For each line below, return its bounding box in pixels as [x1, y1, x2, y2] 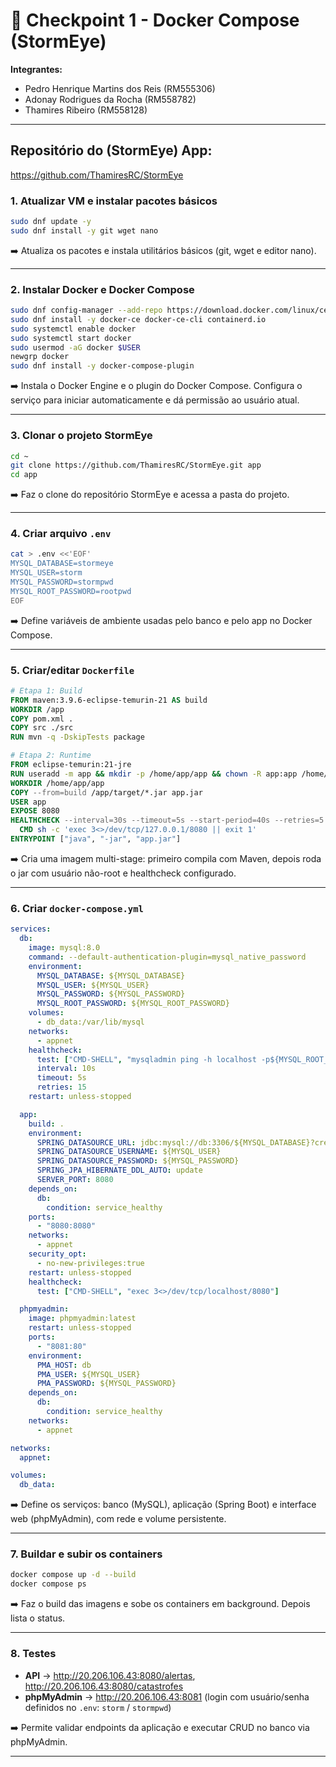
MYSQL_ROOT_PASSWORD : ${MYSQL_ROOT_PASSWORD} [36, 999, 230, 1009]
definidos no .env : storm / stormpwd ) [24, 1701, 172, 1713]
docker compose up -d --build [10, 1570, 137, 1580]
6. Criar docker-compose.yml [10, 901, 144, 915]
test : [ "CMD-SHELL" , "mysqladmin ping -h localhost [36, 1054, 257, 1064]
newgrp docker [10, 352, 70, 362]
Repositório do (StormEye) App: [10, 142, 213, 159]
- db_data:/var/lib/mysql [36, 1017, 145, 1028]
